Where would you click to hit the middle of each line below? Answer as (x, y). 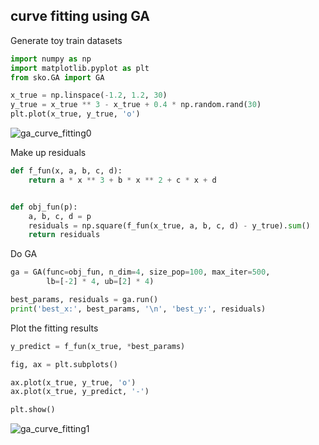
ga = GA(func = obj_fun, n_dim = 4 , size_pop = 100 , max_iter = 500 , (140, 272)
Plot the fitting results (54, 328)
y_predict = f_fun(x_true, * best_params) (98, 346)
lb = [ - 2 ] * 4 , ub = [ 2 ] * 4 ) (100, 282)
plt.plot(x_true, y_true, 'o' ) (75, 114)
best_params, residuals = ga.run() (84, 300)
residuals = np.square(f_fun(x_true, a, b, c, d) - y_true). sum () (169, 225)
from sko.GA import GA (57, 77)
